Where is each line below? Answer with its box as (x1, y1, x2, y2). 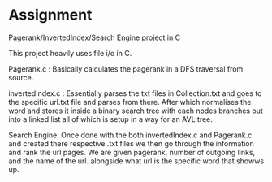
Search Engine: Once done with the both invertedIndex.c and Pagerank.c (8, 130, 253, 140)
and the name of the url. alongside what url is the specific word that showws (8, 156, 265, 166)
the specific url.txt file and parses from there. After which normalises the (8, 97, 252, 106)
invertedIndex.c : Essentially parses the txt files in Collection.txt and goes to (8, 88, 262, 98)
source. (8, 72, 34, 82)
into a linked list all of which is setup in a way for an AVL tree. (8, 114, 214, 123)
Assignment (8, 6, 93, 24)
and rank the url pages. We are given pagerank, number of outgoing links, (8, 147, 256, 157)
